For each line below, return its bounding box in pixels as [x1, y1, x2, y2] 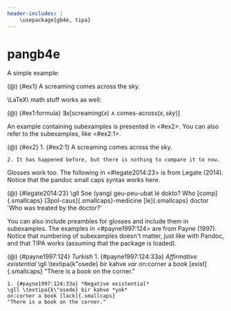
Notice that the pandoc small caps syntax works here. [7, 176, 161, 184]
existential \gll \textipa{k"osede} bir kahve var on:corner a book [7, 260, 188, 268]
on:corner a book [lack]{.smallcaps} [7, 292, 116, 300]
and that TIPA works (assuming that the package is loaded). [7, 239, 177, 248]
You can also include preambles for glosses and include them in [7, 217, 189, 225]
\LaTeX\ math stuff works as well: [7, 96, 102, 104]
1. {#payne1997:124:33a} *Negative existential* [7, 281, 150, 288]
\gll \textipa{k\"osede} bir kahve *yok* [7, 287, 128, 294]
